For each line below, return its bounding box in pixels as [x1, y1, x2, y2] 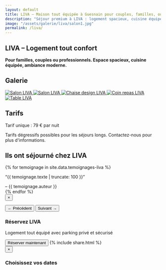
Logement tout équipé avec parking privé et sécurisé [5, 230, 113, 235]
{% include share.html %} [49, 239, 102, 245]
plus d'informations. [5, 137, 46, 143]
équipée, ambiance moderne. [5, 62, 67, 68]
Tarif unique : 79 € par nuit [5, 122, 59, 128]
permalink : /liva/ [5, 26, 43, 31]
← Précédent [7, 206, 32, 211]
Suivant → [38, 206, 57, 211]
